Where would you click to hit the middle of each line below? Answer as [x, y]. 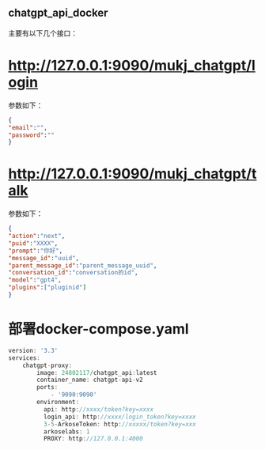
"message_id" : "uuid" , [44, 258]
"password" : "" [32, 135]
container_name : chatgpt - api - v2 [90, 380]
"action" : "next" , [37, 236]
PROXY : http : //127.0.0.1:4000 [93, 439]
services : [25, 358]
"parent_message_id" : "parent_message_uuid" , [83, 265]
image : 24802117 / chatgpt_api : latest [97, 372]
